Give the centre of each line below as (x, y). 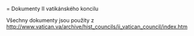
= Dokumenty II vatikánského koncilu (52, 9)
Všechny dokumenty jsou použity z (50, 20)
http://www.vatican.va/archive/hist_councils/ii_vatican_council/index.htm (97, 27)
